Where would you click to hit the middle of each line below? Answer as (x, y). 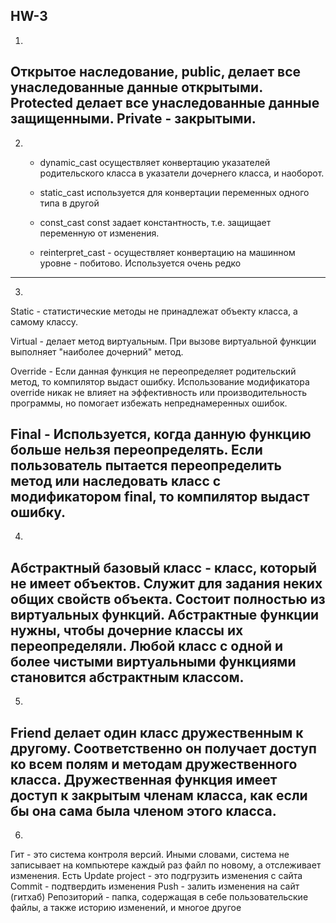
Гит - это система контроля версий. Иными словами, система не (150, 855)
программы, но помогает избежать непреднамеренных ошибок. (149, 403)
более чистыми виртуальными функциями (153, 661)
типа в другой (69, 203)
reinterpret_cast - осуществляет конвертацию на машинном (167, 252)
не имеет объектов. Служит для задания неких (166, 583)
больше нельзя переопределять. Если (136, 450)
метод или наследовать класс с (116, 481)
